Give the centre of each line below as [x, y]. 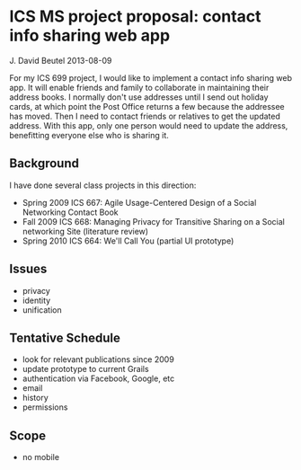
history [35, 398]
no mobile [41, 457]
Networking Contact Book [70, 212]
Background [44, 164]
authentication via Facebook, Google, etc [98, 378]
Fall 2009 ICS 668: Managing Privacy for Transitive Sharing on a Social [153, 221]
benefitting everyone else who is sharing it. [89, 135]
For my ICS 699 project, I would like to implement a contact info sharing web [150, 77]
